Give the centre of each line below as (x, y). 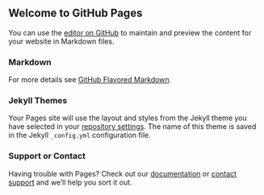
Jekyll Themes (38, 101)
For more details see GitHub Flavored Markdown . (90, 80)
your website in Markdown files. (61, 41)
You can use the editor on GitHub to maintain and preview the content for (130, 32)
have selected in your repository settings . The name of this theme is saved (132, 127)
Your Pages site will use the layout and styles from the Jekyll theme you (128, 118)
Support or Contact (47, 156)
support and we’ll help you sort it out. (70, 182)
